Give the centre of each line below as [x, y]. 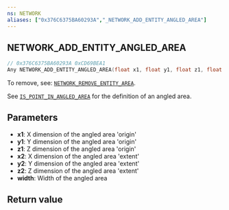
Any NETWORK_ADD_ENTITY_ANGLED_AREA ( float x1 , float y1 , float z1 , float [115, 70]
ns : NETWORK [24, 13]
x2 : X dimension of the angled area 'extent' [78, 156]
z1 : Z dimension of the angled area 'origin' [76, 149]
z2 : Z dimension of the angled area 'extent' [78, 171]
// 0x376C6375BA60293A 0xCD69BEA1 [57, 63]
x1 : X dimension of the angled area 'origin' [77, 134]
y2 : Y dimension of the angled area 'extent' [78, 163]
